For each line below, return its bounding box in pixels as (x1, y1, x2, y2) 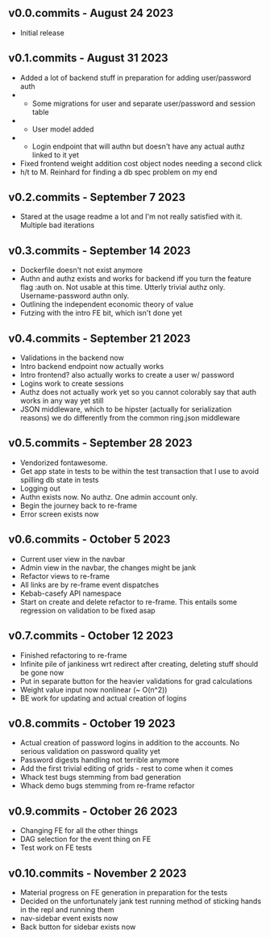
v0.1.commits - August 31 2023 (8, 52, 168, 65)
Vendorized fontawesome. (19, 458, 108, 467)
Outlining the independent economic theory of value (19, 299, 194, 309)
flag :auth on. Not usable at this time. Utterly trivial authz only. (19, 283, 226, 292)
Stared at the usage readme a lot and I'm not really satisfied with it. (19, 211, 243, 221)
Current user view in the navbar (19, 554, 126, 563)
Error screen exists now (19, 509, 99, 519)
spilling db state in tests (19, 475, 99, 484)
